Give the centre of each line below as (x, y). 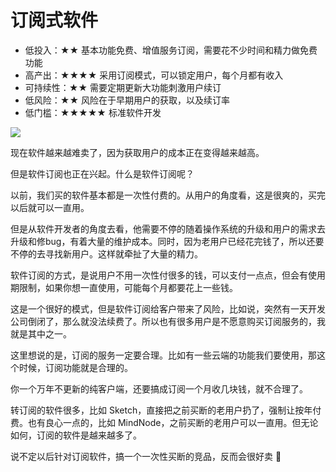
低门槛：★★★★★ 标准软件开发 (93, 112)
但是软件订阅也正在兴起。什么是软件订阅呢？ (102, 173)
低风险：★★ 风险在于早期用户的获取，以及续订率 (127, 100)
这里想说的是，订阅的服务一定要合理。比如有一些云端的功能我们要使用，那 (163, 355)
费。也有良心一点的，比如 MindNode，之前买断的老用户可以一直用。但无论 (164, 422)
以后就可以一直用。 (50, 207)
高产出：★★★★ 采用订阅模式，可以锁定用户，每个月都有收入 (154, 75)
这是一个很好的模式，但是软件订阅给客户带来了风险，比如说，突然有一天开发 (168, 308)
